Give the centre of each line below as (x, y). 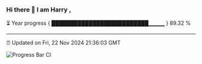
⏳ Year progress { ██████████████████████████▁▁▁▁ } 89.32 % (99, 23)
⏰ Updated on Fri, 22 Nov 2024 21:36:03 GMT (63, 43)
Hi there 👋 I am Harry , (39, 10)
